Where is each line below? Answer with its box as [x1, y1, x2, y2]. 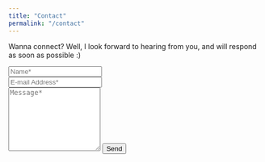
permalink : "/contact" [8, 19, 85, 27]
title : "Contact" [8, 11, 67, 20]
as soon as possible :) [8, 50, 82, 60]
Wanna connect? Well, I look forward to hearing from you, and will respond [8, 41, 257, 51]
